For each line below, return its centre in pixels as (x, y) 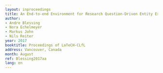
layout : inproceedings (28, 9)
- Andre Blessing (23, 23)
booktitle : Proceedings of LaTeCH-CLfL (45, 45)
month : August (19, 54)
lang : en (14, 63)
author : (13, 18)
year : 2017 (16, 41)
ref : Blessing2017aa (26, 59)
